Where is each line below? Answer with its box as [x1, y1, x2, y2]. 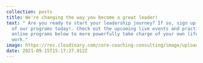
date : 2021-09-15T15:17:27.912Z [6, 48, 88, 54]
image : [6, 43, 23, 49]
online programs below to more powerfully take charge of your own [11, 31, 185, 37]
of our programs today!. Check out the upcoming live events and [11, 25, 180, 32]
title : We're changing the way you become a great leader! [6, 14, 158, 20]
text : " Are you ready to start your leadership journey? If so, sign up [6, 20, 196, 26]
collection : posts [6, 8, 53, 15]
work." [11, 37, 28, 43]
